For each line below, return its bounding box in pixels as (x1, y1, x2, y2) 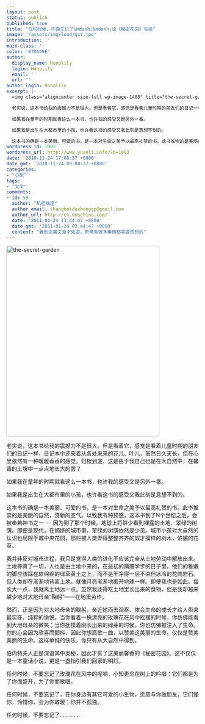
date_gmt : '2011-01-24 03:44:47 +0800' (12, 223, 113, 229)
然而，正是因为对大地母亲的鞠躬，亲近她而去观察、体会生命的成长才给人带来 (6, 606, 199, 614)
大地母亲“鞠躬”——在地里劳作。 (27, 593, 108, 601)
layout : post (6, 9, 40, 15)
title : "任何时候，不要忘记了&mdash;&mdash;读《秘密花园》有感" (6, 26, 156, 32)
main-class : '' (6, 43, 45, 49)
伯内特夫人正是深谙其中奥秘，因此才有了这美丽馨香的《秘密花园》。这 (6, 650, 180, 657)
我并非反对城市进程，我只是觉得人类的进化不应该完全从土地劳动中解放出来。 (6, 555, 199, 562)
